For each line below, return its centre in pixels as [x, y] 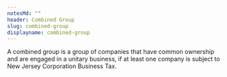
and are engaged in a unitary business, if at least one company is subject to [113, 59]
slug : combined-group [38, 26]
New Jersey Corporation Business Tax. [62, 66]
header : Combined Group [41, 20]
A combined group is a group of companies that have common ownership [111, 52]
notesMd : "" [24, 13]
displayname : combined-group [49, 32]
